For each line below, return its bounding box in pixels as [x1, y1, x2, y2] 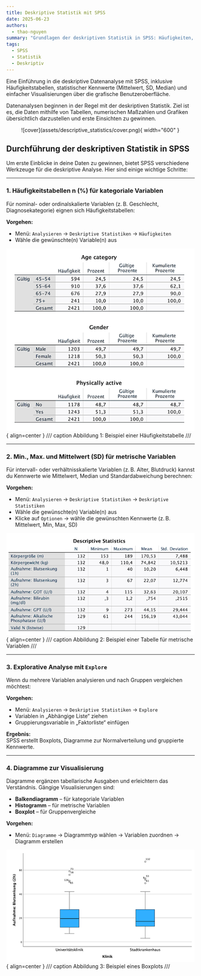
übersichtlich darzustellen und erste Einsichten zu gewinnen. [6, 115, 157, 122]
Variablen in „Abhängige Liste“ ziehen [14, 712, 108, 720]
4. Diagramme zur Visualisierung [6, 764, 103, 772]
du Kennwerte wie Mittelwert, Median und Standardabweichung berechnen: [6, 472, 193, 480]
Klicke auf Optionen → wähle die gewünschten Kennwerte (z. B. [14, 515, 170, 522]
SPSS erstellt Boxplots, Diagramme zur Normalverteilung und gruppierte [6, 737, 184, 744]
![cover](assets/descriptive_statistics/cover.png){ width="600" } [21, 126, 180, 133]
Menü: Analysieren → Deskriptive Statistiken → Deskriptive [14, 496, 169, 503]
